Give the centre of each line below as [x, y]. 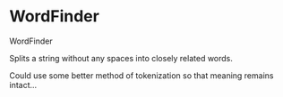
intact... [23, 85]
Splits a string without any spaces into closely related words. [121, 58]
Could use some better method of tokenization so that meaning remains [141, 75]
